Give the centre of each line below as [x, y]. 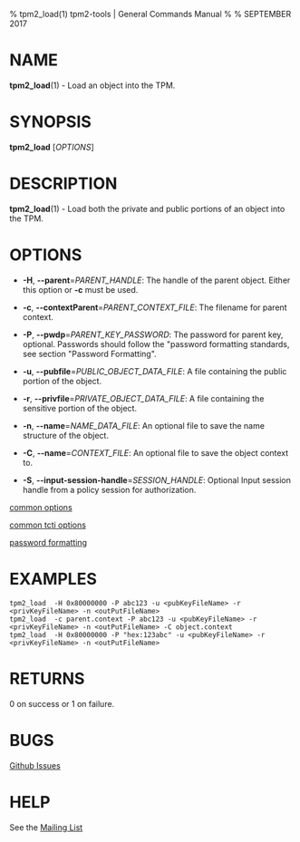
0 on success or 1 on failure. [62, 703]
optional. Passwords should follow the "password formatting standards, [156, 344]
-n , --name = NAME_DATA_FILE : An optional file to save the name [144, 425]
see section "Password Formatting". [89, 353]
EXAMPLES [53, 579]
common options [41, 507]
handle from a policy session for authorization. [109, 489]
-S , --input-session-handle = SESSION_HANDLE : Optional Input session [157, 479]
